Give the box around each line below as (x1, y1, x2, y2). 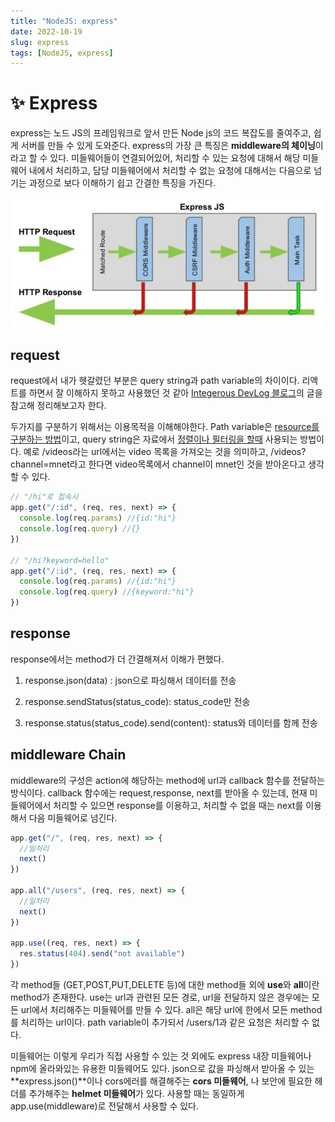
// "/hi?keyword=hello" (10, 555, 110, 565)
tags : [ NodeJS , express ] (10, 48, 114, 58)
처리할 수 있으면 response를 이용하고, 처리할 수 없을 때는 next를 (53, 799, 304, 811)
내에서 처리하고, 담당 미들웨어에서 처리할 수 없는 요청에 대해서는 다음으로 (28, 165, 312, 177)
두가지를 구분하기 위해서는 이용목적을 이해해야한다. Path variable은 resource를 (10, 421, 320, 433)
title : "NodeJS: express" (10, 16, 118, 26)
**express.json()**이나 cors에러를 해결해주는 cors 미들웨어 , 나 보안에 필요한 (10, 1075, 313, 1087)
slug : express (10, 37, 70, 47)
